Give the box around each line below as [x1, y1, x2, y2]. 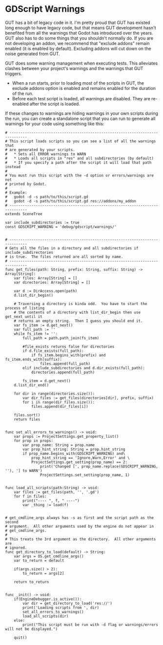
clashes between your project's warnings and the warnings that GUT [5, 65, 143, 71]
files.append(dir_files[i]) [31, 404, 89, 409]
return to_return [14, 579, 49, 584]
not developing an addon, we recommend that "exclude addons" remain [5, 40, 150, 46]
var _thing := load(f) [22, 502, 69, 507]
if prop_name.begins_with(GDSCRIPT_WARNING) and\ [22, 451, 125, 456]
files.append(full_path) [40, 361, 91, 366]
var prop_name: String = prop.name [22, 443, 95, 447]
